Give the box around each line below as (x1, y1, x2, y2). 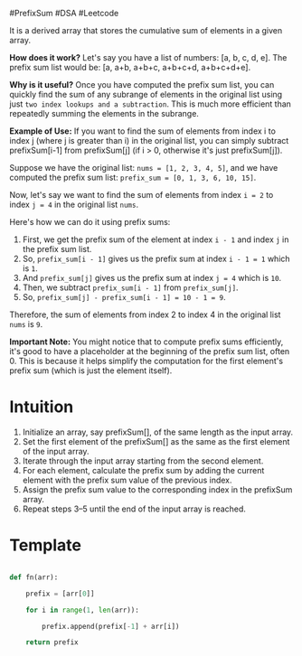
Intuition (9, 397, 74, 417)
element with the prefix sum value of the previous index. (22, 474, 232, 485)
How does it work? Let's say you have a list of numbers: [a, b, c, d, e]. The (9, 52, 288, 62)
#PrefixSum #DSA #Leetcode (9, 8, 119, 18)
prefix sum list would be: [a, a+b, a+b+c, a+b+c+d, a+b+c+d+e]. (9, 62, 251, 72)
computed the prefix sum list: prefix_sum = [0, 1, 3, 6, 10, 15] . (9, 172, 257, 183)
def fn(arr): (9, 573, 59, 582)
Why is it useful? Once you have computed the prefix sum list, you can (9, 80, 275, 89)
